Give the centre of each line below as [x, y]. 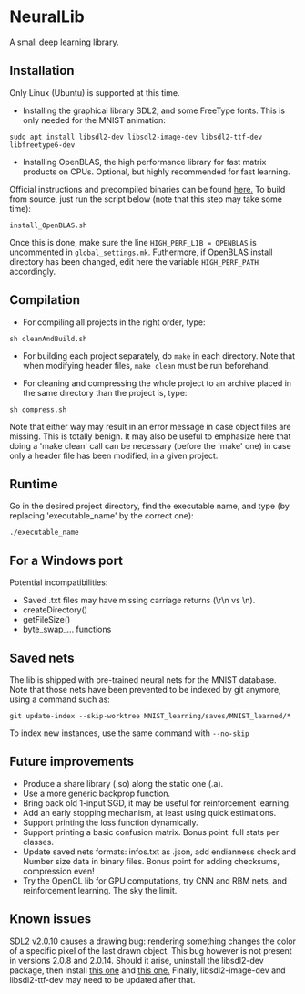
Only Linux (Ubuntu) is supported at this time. [95, 92]
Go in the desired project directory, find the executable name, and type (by [149, 506]
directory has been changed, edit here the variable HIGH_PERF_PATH [134, 261]
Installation [42, 71]
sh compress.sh [38, 409]
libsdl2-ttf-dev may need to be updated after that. [102, 979]
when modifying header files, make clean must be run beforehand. [147, 365]
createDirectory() [55, 610]
